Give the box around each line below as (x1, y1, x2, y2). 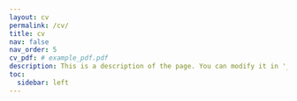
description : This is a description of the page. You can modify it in (9, 62, 278, 71)
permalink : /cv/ (9, 21, 69, 30)
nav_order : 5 (9, 46, 57, 54)
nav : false (9, 37, 49, 47)
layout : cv (9, 12, 49, 22)
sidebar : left (17, 78, 69, 87)
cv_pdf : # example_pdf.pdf (9, 54, 109, 62)
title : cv (9, 29, 46, 38)
